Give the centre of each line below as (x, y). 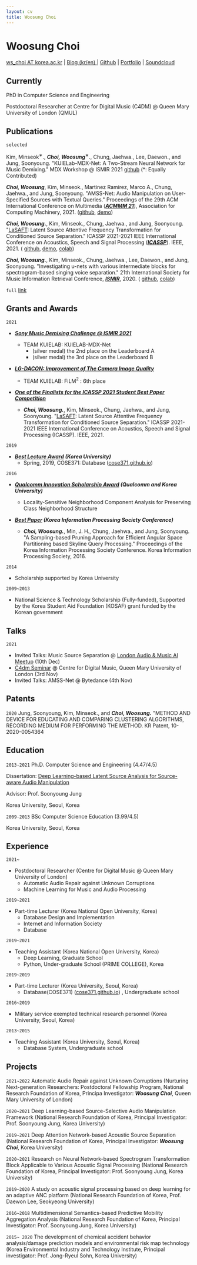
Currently (24, 81)
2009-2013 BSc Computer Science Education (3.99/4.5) (73, 816)
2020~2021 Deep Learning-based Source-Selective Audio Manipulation (91, 1111)
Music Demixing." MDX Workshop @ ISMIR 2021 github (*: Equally (86, 169)
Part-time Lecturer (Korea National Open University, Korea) (86, 911)
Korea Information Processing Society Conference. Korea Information (107, 550)
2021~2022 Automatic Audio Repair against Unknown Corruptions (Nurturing (98, 1081)
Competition (30, 399)
